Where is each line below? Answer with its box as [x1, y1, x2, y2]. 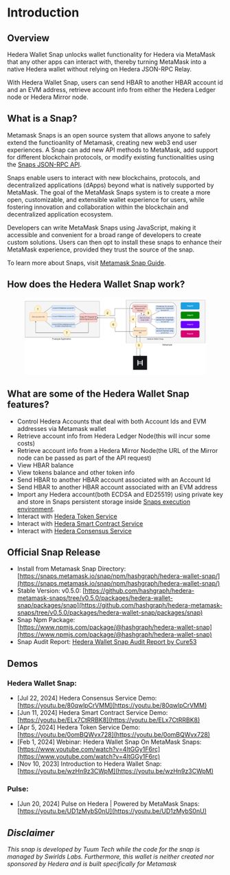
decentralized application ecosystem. [7, 210, 113, 218]
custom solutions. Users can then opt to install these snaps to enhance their [7, 238, 222, 246]
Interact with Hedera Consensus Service [16, 527, 132, 535]
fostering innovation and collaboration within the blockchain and [7, 203, 189, 211]
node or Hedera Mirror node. [7, 93, 89, 101]
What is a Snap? [7, 113, 78, 124]
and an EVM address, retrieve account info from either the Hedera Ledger [7, 86, 216, 93]
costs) [16, 439, 36, 447]
